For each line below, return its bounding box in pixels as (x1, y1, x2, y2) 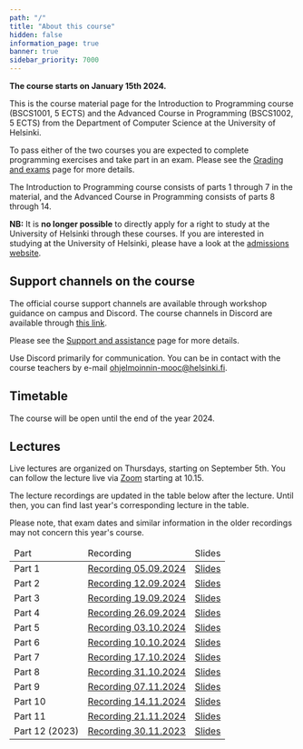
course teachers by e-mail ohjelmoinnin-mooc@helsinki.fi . (9, 362, 229, 373)
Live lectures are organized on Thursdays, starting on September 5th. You (9, 463, 286, 474)
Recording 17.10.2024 (87, 651, 186, 664)
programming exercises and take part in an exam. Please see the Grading (9, 155, 284, 165)
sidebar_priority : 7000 (9, 55, 100, 65)
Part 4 (14, 606, 41, 619)
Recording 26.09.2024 (87, 606, 186, 619)
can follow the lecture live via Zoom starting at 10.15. (9, 473, 204, 484)
